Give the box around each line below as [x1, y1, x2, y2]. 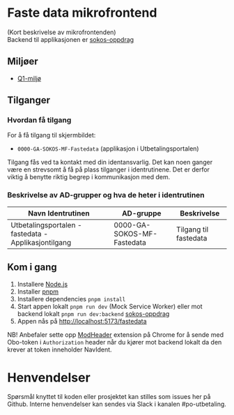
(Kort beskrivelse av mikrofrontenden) [7, 28, 116, 36]
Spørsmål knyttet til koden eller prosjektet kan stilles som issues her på [7, 393, 211, 401]
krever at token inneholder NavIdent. [7, 345, 113, 354]
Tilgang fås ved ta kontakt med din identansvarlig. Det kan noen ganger [7, 158, 213, 167]
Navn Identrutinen [27, 208, 90, 218]
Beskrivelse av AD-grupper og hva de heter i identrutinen [7, 190, 205, 200]
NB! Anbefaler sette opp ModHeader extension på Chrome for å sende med [7, 330, 224, 339]
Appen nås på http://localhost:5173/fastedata [17, 317, 148, 325]
